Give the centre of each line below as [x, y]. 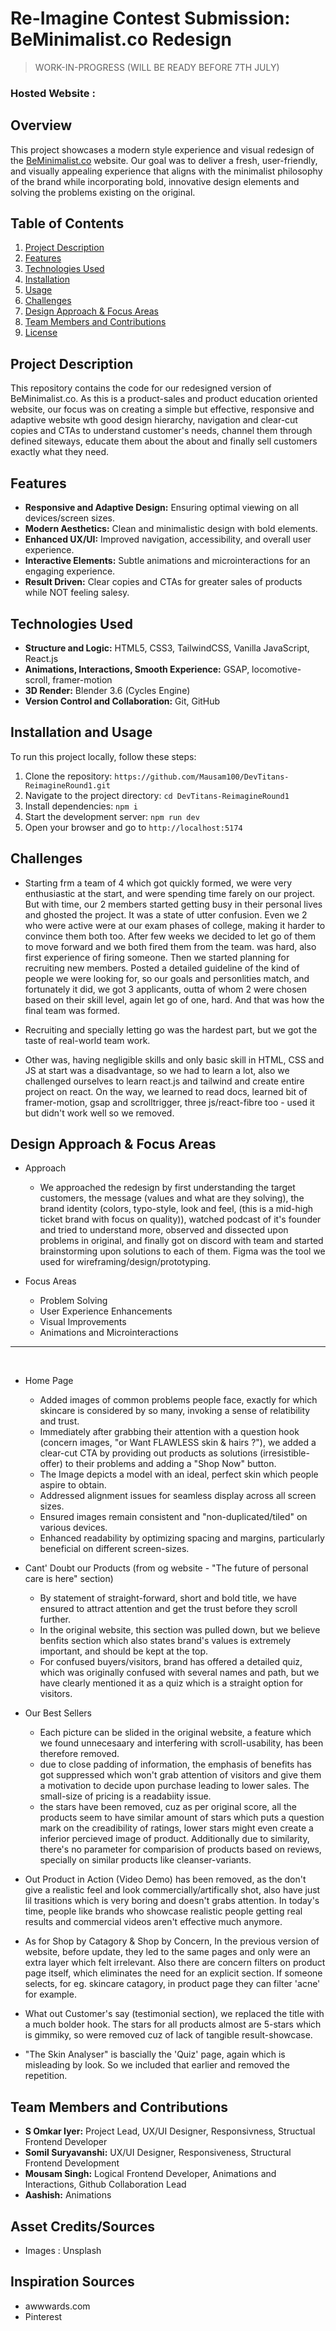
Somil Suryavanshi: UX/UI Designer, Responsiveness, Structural [158, 2153]
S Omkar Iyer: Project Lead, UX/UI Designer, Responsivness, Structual [170, 2131]
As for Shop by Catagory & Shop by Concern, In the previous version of [172, 1941]
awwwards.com [57, 2306]
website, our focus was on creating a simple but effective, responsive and [162, 409]
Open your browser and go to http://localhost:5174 [133, 827]
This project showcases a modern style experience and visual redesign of [162, 149]
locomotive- [276, 669]
